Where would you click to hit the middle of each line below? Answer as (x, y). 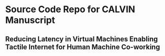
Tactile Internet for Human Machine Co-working (83, 47)
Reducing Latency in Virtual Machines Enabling (82, 39)
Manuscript (30, 20)
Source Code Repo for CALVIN (70, 9)
